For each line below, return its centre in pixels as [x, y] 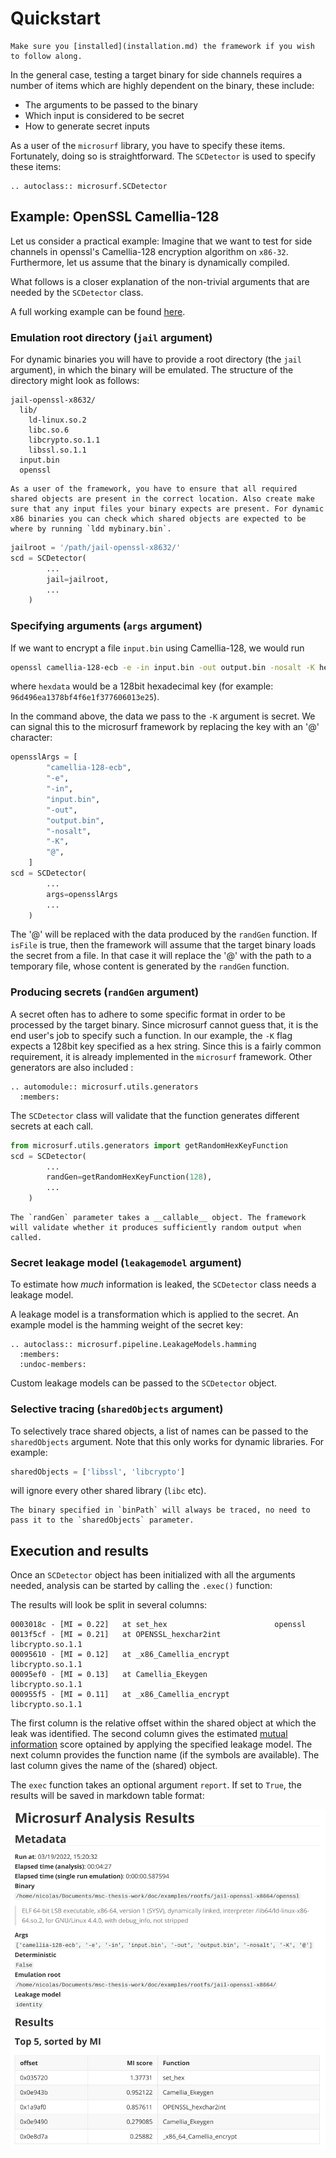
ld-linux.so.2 [57, 420]
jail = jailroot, [78, 579]
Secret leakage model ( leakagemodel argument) [126, 1262]
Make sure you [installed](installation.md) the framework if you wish [162, 46]
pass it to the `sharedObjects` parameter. [102, 1520]
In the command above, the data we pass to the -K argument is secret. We [163, 716]
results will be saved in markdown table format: [107, 1796]
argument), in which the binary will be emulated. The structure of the [152, 370]
